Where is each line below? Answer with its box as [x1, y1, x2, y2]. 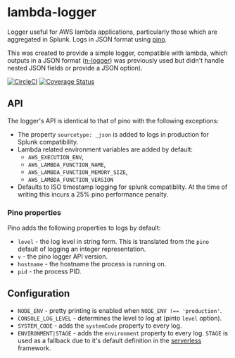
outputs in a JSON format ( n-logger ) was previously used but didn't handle [7, 56, 224, 64]
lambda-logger [7, 4, 97, 20]
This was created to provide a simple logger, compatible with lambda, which [7, 49, 228, 57]
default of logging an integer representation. [17, 245, 146, 254]
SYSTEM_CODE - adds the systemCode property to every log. [17, 321, 182, 330]
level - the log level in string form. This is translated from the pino [17, 237, 210, 246]
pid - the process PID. [17, 267, 82, 276]
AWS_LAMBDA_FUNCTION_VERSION [27, 176, 114, 183]
